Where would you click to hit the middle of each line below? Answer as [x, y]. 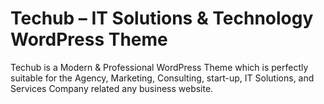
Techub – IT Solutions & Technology [162, 18]
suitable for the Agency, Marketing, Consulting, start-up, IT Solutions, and [162, 78]
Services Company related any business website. [112, 88]
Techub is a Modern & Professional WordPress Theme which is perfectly [159, 67]
